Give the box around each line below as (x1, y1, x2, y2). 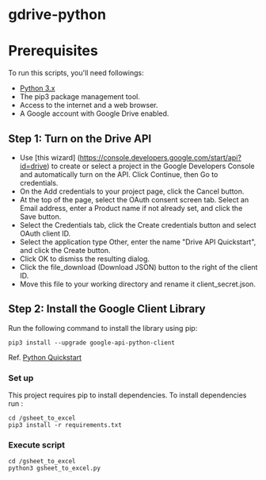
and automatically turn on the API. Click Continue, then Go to (19, 169, 218, 179)
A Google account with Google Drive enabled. (19, 109, 169, 118)
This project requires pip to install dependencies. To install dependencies (8, 390, 247, 400)
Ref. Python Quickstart (8, 352, 82, 362)
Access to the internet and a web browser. (19, 101, 158, 110)
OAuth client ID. (19, 228, 71, 238)
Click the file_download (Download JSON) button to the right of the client (19, 262, 258, 271)
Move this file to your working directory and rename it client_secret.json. (19, 279, 256, 289)
